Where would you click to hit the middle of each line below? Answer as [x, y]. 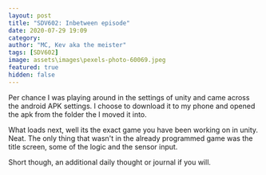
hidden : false [32, 75]
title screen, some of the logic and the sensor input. [93, 146]
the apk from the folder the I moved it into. [78, 114]
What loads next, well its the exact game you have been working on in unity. [133, 130]
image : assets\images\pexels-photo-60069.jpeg [87, 60]
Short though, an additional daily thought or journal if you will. [110, 162]
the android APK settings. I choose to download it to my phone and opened [132, 106]
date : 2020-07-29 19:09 [48, 30]
